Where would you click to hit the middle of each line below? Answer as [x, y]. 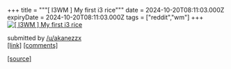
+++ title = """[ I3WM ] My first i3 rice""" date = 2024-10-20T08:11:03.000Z [116, 10]
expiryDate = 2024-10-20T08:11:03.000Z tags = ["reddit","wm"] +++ [105, 17]
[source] [19, 59]
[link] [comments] [33, 45]
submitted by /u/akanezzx [45, 38]
